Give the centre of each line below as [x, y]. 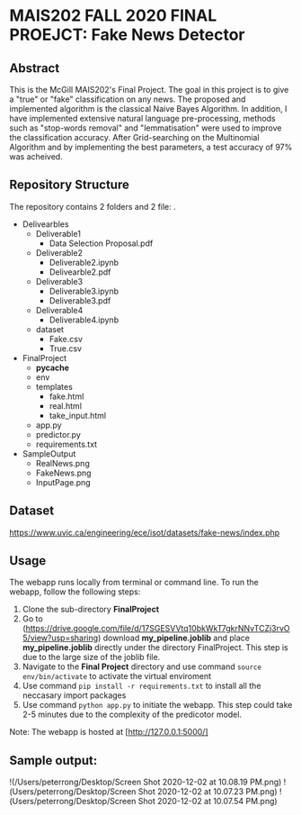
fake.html [66, 396]
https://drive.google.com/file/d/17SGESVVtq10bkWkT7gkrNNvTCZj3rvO [158, 629]
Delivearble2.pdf [80, 272]
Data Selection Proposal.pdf [101, 243]
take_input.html [77, 415]
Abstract [35, 68]
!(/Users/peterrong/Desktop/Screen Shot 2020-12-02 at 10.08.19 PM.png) [146, 782]
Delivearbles [45, 224]
